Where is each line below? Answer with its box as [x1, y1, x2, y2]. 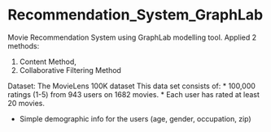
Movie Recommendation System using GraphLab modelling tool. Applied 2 [7, 32, 257, 42]
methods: [7, 40, 40, 50]
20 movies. [7, 98, 46, 108]
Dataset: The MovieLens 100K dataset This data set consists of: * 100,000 [7, 81, 256, 91]
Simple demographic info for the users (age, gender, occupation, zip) [19, 113, 251, 123]
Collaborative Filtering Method [19, 65, 121, 75]
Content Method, [19, 57, 76, 66]
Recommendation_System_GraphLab [7, 6, 264, 24]
